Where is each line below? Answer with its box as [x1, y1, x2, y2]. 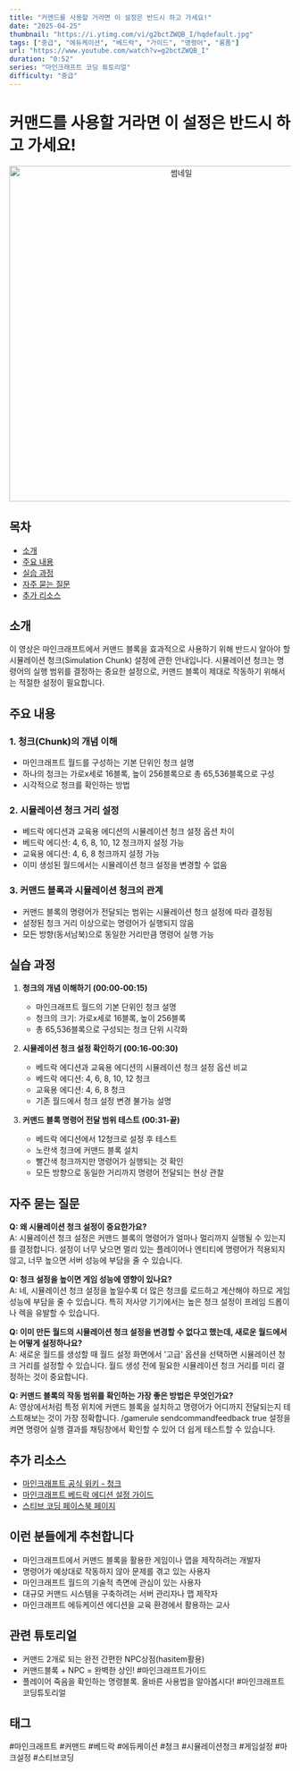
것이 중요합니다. [32, 1371, 88, 1383]
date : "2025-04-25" [9, 21, 82, 30]
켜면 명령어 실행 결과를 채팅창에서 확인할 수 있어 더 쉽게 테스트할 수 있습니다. [9, 1424, 276, 1435]
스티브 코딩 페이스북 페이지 [21, 1501, 116, 1511]
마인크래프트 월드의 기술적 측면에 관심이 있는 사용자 [21, 1577, 202, 1588]
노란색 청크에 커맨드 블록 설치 [35, 1145, 138, 1155]
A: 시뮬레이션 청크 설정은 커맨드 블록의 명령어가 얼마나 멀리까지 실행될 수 [9, 1232, 262, 1244]
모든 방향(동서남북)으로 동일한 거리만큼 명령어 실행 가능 [21, 928, 214, 940]
